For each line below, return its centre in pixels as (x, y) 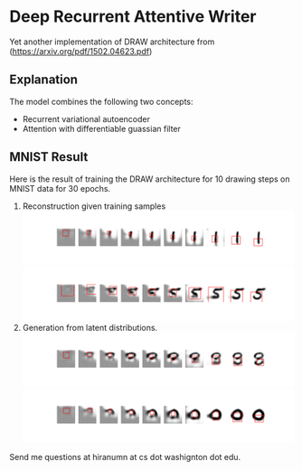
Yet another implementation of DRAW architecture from (112, 42)
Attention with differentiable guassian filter (101, 128)
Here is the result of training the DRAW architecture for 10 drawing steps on (150, 179)
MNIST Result (49, 157)
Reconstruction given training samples (94, 206)
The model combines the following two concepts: (101, 101)
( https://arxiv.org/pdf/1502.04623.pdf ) (81, 51)
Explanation (44, 80)
